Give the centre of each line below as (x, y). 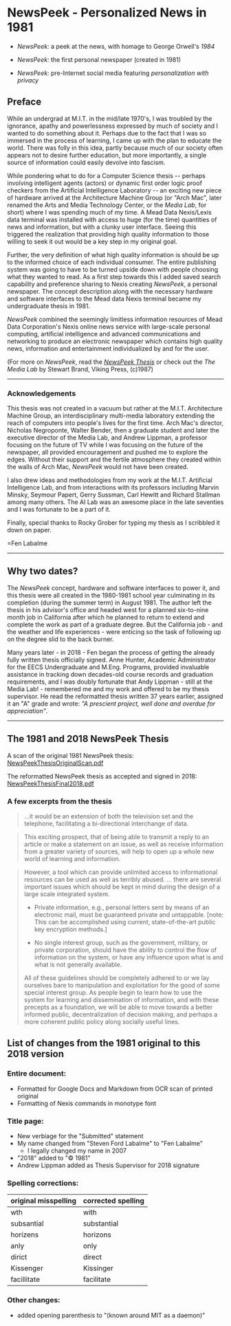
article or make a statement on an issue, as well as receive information (123, 844)
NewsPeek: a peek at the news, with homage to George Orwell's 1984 (116, 46)
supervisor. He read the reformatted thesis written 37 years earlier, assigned (115, 696)
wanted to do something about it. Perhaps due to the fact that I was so (107, 133)
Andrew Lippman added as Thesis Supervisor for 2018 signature (108, 1165)
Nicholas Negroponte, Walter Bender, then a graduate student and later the (113, 431)
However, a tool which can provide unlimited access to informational (121, 872)
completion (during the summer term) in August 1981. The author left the (109, 602)
